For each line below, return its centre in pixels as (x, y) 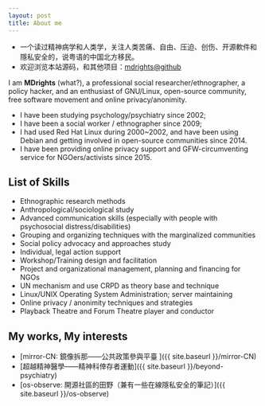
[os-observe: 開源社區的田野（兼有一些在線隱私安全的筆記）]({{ (122, 385)
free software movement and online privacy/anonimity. (97, 100)
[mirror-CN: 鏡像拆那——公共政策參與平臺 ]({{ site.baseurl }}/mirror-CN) (138, 357)
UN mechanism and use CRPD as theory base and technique (119, 286)
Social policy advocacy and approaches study (95, 244)
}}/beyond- (205, 366)
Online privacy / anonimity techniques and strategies (106, 303)
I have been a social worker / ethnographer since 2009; (111, 123)
